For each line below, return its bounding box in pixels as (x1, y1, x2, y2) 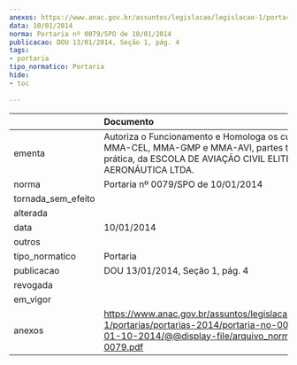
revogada (13, 278, 53, 291)
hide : (9, 71, 29, 80)
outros (13, 236, 42, 248)
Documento (103, 115, 155, 128)
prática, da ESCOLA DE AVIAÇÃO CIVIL (103, 152, 266, 165)
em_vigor (13, 293, 51, 306)
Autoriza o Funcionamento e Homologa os (103, 130, 278, 143)
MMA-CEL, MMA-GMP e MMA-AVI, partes (103, 141, 284, 153)
